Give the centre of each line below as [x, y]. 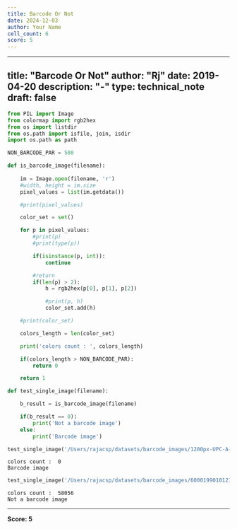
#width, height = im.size [58, 185]
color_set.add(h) [71, 308]
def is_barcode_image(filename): [56, 166]
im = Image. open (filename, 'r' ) [67, 179]
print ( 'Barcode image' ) [67, 436]
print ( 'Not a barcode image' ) [77, 423]
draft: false [32, 97]
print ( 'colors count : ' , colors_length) [81, 346]
